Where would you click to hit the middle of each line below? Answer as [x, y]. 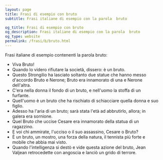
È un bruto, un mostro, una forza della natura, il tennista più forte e [79, 137]
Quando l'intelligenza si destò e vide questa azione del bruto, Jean [79, 147]
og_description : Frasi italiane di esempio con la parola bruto [72, 32]
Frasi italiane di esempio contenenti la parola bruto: [56, 55]
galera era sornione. [32, 116]
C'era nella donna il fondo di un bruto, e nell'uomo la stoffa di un [76, 90]
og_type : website [23, 37]
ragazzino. [23, 126]
